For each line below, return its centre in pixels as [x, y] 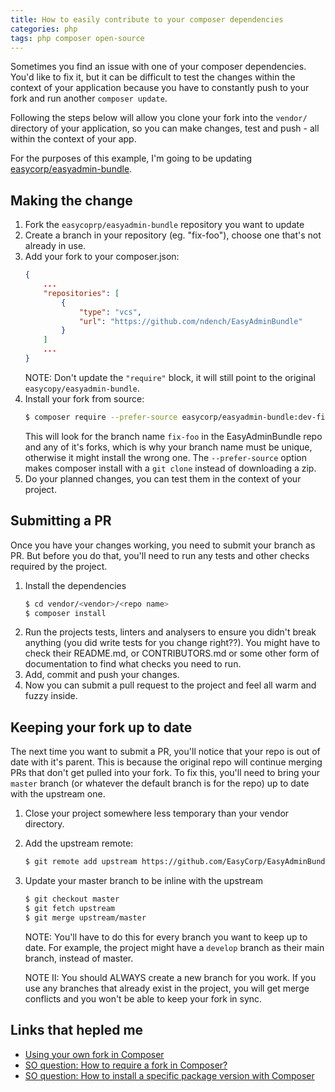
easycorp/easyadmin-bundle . [71, 169]
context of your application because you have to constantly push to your [160, 88]
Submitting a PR [61, 521]
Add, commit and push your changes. [102, 675]
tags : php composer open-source [77, 38]
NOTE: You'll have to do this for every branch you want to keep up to [166, 937]
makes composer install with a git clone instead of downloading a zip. [170, 468]
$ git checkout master [72, 899]
